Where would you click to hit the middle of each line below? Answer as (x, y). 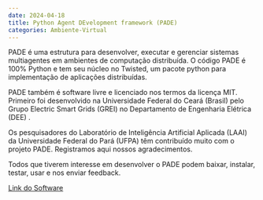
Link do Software (36, 188)
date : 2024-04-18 (37, 15)
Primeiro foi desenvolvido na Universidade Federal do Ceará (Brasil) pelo (126, 101)
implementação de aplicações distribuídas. (78, 77)
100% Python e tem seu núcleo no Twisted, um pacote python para (117, 69)
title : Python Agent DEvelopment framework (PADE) (93, 23)
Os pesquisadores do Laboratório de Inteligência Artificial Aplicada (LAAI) (128, 133)
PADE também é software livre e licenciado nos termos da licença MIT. (123, 93)
